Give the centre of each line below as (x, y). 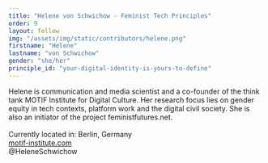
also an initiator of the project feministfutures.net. (91, 117)
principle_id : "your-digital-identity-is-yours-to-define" (110, 69)
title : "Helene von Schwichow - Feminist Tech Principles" (110, 16)
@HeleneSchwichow (43, 151)
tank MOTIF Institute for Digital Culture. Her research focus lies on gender (132, 100)
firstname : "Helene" (43, 46)
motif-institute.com (40, 143)
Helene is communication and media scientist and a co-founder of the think (134, 91)
